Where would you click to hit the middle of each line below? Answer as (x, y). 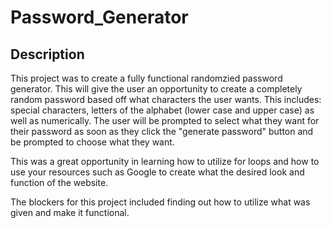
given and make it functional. (70, 212)
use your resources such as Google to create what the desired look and (157, 172)
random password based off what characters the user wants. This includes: (166, 99)
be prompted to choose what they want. (92, 142)
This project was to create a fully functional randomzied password (146, 78)
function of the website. (59, 182)
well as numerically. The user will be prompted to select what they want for (165, 120)
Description (47, 54)
